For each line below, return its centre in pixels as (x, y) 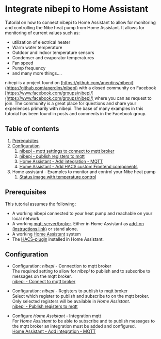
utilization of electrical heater (41, 42)
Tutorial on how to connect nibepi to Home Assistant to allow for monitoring (80, 22)
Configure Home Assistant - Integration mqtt (56, 316)
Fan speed (23, 63)
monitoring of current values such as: (42, 33)
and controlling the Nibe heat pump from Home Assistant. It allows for (75, 27)
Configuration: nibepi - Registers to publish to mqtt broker (70, 291)
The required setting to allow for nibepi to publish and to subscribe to (81, 271)
